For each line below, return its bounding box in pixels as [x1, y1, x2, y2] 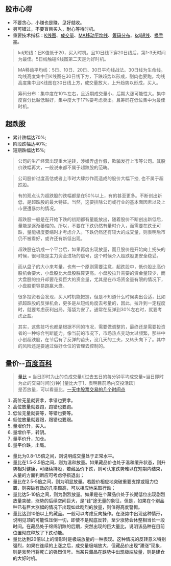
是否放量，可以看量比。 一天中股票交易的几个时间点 [17, 386, 126, 393]
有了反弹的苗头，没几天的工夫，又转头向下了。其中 [58, 336, 166, 342]
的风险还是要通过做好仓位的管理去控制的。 [17, 342, 108, 349]
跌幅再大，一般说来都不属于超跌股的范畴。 [22, 164, 112, 170]
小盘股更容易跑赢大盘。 [17, 282, 67, 289]
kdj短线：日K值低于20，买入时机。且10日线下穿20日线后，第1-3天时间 [17, 49, 166, 55]
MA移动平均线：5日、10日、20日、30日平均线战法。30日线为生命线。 [17, 67, 166, 73]
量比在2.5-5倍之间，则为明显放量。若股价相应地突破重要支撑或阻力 [12, 478, 154, 485]
